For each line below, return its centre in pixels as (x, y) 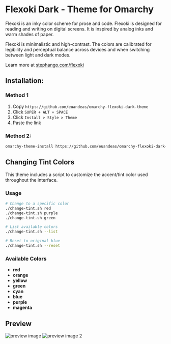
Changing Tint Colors (40, 162)
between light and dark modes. (38, 55)
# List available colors (32, 227)
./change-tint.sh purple (32, 213)
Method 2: (18, 136)
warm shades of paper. (30, 34)
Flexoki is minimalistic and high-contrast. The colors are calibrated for (78, 44)
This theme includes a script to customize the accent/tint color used (77, 175)
